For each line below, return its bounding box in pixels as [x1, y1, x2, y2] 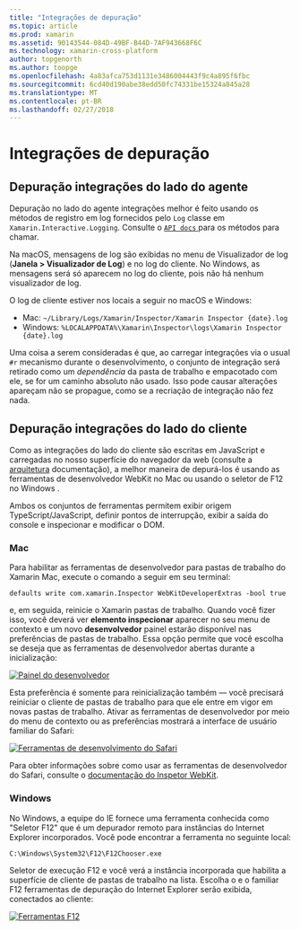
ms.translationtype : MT [9, 88, 99, 97]
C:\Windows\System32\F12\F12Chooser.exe [9, 849, 163, 858]
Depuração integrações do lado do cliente [9, 421, 248, 436]
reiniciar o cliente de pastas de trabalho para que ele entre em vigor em [9, 697, 273, 707]
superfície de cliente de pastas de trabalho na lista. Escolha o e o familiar [9, 874, 279, 885]
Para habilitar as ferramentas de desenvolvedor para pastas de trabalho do [9, 562, 287, 573]
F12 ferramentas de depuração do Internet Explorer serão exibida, [9, 883, 253, 894]
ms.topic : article [9, 22, 78, 31]
